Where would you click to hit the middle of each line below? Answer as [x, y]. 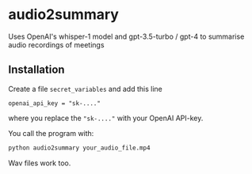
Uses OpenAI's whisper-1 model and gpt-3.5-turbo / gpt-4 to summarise [126, 36]
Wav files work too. [40, 163]
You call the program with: [51, 133]
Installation [36, 70]
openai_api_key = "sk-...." [55, 103]
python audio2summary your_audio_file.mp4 [79, 148]
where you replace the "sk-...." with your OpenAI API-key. [106, 118]
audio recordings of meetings [56, 44]
